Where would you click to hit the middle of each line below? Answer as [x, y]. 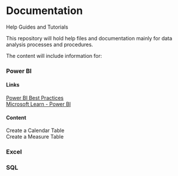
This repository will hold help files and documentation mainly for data [89, 38]
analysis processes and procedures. [50, 44]
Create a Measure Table [35, 137]
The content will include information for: [54, 56]
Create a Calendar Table [35, 130]
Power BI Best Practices [35, 98]
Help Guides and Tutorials [37, 27]
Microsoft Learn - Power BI [39, 104]
